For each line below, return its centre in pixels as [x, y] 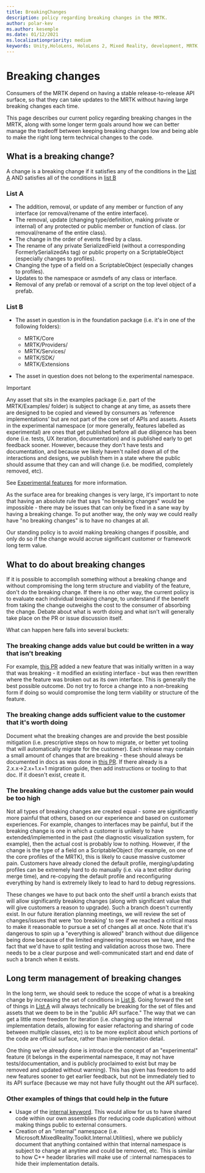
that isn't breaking [34, 653]
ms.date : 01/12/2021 [33, 35]
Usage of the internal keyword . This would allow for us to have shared [103, 1112]
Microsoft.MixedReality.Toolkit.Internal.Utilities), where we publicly [99, 1138]
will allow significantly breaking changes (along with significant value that [99, 901]
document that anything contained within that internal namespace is [101, 1144]
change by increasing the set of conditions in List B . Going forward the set [100, 999]
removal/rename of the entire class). [61, 232]
